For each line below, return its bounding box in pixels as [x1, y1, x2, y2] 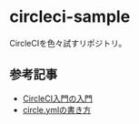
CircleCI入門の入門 [22, 93, 93, 104]
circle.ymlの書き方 [22, 104, 92, 115]
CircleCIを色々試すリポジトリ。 [9, 37, 127, 48]
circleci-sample [9, 6, 131, 27]
